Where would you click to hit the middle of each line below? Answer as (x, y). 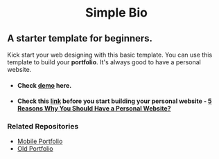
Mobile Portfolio (40, 141)
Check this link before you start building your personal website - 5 (114, 101)
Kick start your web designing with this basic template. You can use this (110, 55)
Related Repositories (43, 127)
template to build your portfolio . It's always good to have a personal (104, 62)
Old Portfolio (35, 149)
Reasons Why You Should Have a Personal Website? (94, 109)
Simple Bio (116, 13)
